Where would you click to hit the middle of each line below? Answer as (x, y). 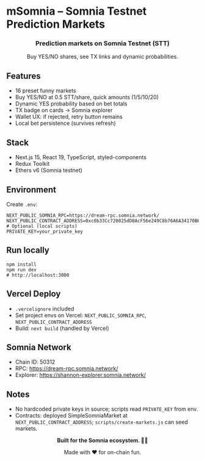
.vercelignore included (45, 309)
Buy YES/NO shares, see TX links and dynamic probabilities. (103, 57)
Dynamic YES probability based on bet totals (71, 104)
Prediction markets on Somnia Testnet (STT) (103, 43)
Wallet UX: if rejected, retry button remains (69, 117)
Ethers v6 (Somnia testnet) (49, 170)
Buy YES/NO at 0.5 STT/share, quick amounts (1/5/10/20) (87, 97)
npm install (21, 264)
